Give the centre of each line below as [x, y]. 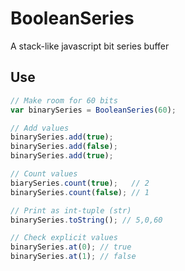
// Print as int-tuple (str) [71, 210]
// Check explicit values [64, 238]
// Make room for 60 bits [64, 100]
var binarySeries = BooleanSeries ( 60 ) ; [93, 110]
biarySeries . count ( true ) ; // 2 [80, 183]
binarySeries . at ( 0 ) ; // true [71, 247]
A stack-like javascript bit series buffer [90, 46]
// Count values [44, 174]
